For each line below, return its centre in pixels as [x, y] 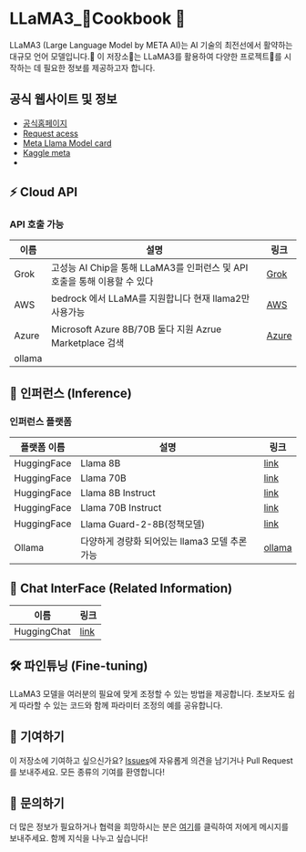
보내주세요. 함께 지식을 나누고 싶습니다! [79, 838]
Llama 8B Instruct [118, 494]
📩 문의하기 [37, 803]
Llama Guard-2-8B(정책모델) [143, 525]
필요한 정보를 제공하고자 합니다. [99, 68]
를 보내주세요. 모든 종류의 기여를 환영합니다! [87, 772]
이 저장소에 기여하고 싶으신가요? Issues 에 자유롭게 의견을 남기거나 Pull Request [151, 760]
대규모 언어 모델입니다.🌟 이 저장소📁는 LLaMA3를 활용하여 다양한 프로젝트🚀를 [146, 56]
